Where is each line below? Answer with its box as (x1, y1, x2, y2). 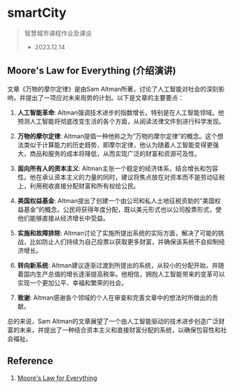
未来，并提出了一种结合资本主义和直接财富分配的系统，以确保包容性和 (19, 325, 221, 334)
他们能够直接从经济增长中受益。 (17, 214, 109, 222)
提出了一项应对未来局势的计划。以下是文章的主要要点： (25, 93, 185, 102)
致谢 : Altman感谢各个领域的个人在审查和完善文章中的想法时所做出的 (17, 293, 212, 302)
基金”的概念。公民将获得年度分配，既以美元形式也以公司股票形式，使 (23, 205, 221, 214)
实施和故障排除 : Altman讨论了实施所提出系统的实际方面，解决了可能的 (17, 228, 218, 237)
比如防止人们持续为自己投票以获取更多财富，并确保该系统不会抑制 (29, 237, 219, 246)
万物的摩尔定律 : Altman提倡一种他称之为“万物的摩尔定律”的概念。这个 (17, 131, 218, 140)
